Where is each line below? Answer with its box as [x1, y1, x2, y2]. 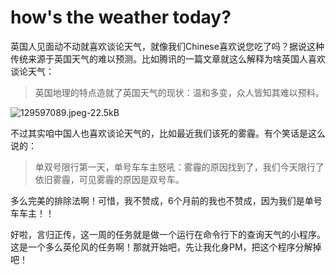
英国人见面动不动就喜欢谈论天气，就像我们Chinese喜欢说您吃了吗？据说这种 [10, 40, 325, 52]
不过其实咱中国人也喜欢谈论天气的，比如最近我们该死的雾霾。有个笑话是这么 [10, 127, 326, 139]
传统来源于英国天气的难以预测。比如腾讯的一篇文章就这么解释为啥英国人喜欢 [10, 52, 326, 65]
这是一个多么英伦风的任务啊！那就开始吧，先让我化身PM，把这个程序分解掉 [10, 241, 322, 253]
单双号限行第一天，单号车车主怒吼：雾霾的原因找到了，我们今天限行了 [34, 161, 325, 173]
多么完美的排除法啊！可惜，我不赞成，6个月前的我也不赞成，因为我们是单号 [10, 194, 323, 206]
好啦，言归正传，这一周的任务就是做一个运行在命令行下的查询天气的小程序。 [10, 228, 326, 240]
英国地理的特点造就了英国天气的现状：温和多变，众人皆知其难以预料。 [34, 86, 325, 98]
